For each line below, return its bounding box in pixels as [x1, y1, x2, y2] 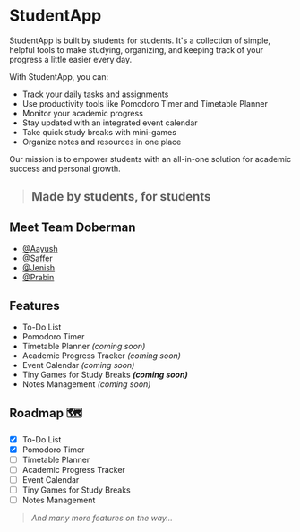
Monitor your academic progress [21, 107, 143, 118]
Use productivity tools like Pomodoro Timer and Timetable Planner [21, 98, 269, 108]
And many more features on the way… [30, 512, 173, 524]
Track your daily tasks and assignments [21, 89, 169, 99]
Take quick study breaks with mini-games [21, 126, 177, 137]
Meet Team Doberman [9, 219, 136, 235]
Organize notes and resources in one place [21, 136, 182, 147]
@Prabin [21, 272, 55, 283]
